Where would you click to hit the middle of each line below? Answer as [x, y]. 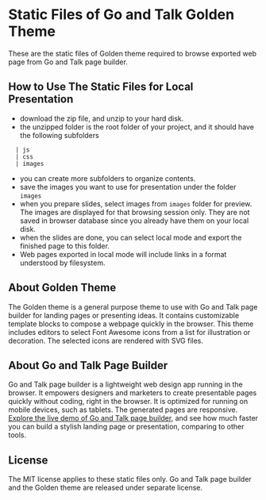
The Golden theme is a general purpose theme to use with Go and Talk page [133, 306]
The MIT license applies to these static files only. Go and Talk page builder [130, 479]
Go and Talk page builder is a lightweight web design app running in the [126, 385]
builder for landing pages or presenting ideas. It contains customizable [124, 315]
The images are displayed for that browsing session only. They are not [135, 212]
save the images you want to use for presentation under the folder [128, 187]
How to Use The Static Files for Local [101, 87]
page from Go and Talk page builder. [68, 62]
